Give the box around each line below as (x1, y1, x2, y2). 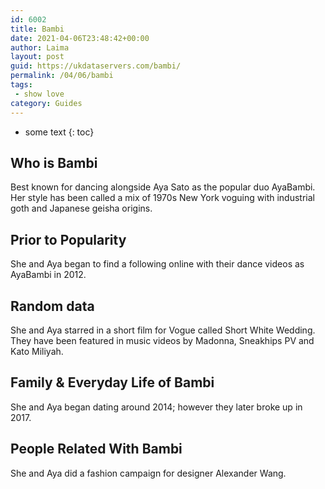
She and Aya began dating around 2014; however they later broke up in (10, 401, 303, 413)
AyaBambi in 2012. (10, 269, 87, 281)
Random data (10, 297, 95, 315)
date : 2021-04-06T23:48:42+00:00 (10, 33, 150, 43)
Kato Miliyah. (10, 345, 64, 357)
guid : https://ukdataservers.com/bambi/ (10, 61, 182, 71)
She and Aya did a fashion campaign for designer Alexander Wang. (10, 467, 287, 479)
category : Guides (10, 98, 83, 108)
